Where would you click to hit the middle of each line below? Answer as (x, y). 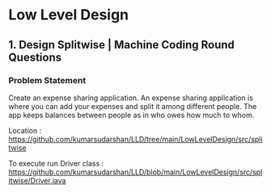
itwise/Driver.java (37, 180)
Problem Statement (47, 80)
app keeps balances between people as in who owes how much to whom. (131, 115)
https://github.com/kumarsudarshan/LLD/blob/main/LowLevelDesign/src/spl (135, 172)
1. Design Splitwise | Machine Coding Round (121, 45)
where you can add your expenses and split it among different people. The (133, 106)
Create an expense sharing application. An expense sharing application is (131, 98)
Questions (35, 57)
